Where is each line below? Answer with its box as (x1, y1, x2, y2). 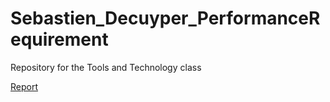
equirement (10, 28, 109, 51)
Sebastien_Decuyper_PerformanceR (10, 7, 321, 30)
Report (10, 80, 39, 92)
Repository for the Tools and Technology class (10, 61, 202, 73)
